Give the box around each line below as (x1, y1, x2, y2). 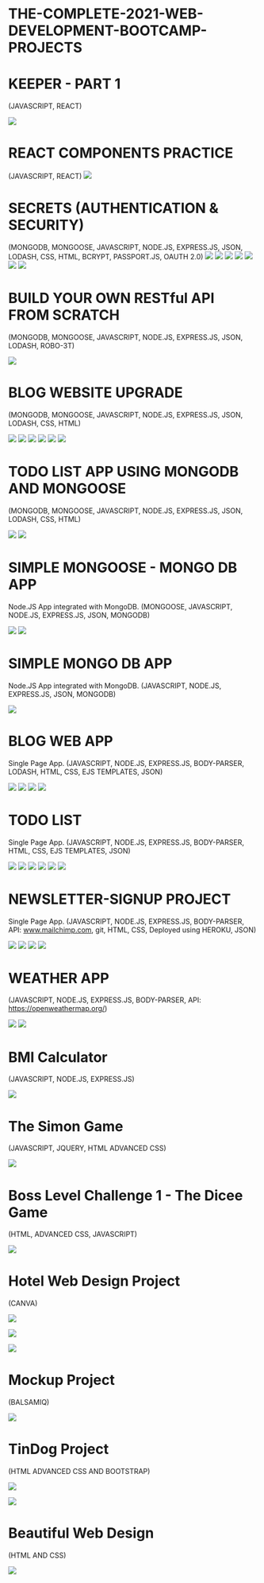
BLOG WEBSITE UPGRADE (8, 383, 184, 402)
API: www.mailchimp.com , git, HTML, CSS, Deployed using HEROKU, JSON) (8, 924, 257, 935)
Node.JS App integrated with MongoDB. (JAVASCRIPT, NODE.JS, (8, 681, 222, 690)
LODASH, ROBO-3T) (8, 340, 75, 350)
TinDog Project (8, 1441, 109, 1458)
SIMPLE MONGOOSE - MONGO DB (8, 558, 238, 577)
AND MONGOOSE (8, 480, 127, 498)
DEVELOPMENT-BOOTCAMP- (8, 21, 208, 40)
